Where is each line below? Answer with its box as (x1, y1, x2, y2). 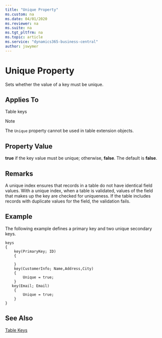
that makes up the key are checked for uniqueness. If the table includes (5, 193, 151, 199)
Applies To (5, 96, 39, 104)
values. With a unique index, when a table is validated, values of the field (5, 188, 153, 194)
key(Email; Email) (11, 283, 50, 288)
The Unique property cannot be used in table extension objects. (5, 128, 134, 134)
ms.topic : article (5, 35, 43, 40)
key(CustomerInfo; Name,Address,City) (14, 266, 94, 271)
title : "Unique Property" (5, 7, 58, 12)
